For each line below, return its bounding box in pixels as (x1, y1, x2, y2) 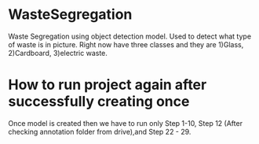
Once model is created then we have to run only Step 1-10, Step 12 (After (8, 118, 243, 127)
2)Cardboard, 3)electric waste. (8, 48, 108, 57)
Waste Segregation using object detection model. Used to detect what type (8, 31, 252, 41)
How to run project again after (8, 76, 207, 94)
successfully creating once (8, 93, 190, 111)
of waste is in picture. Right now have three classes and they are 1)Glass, (8, 39, 244, 49)
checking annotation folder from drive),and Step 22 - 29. (8, 127, 192, 136)
